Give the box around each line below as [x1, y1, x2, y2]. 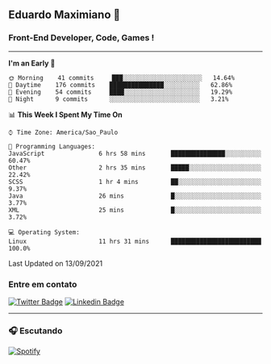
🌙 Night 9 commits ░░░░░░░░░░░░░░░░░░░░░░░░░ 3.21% [8, 94, 229, 103]
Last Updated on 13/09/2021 [8, 258, 103, 268]
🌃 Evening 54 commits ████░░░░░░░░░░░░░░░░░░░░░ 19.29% [8, 88, 232, 96]
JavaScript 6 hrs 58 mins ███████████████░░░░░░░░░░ [8, 149, 262, 157]
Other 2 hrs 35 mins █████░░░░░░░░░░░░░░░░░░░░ [8, 163, 262, 172]
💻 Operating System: [8, 228, 81, 236]
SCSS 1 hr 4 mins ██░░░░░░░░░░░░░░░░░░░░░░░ [8, 178, 262, 186]
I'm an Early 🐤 [8, 58, 56, 68]
